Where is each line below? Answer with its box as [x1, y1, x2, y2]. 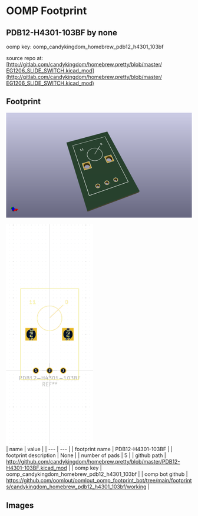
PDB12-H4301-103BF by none [6, 28, 118, 38]
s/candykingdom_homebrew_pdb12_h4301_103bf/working [6, 483, 147, 490]
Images [6, 500, 34, 510]
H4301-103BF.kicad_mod [6, 464, 67, 472]
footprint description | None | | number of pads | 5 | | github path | [6, 452, 166, 459]
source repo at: [6, 55, 43, 61]
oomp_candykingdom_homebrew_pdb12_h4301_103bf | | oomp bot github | [6, 471, 188, 478]
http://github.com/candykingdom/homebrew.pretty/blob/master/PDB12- [6, 458, 180, 465]
